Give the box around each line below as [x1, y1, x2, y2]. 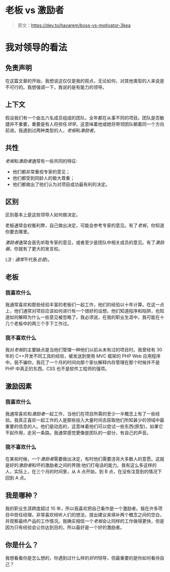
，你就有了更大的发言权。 [10, 246, 63, 252]
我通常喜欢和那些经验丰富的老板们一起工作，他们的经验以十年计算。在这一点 [5, 301, 164, 308]
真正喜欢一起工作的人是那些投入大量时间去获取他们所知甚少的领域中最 [18, 417, 164, 423]
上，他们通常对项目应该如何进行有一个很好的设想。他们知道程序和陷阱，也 [5, 308, 160, 314]
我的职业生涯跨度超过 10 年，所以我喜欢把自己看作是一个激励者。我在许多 [5, 505, 158, 511]
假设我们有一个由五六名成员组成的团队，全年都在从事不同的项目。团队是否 [5, 115, 160, 121]
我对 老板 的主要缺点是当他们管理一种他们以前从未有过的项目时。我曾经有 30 [5, 347, 162, 353]
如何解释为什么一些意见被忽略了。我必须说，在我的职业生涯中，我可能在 [9, 314, 160, 321]
